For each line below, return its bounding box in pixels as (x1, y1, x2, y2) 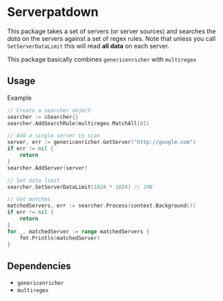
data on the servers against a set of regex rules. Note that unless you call (7, 34, 216, 42)
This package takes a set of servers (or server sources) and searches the (7, 27, 216, 35)
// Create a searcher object (7, 107, 91, 114)
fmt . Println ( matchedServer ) (19, 235, 100, 241)
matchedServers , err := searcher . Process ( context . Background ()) (7, 202, 196, 210)
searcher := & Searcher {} (7, 113, 79, 120)
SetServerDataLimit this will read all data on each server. (7, 42, 170, 50)
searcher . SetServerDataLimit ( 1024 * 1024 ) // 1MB (7, 183, 153, 190)
